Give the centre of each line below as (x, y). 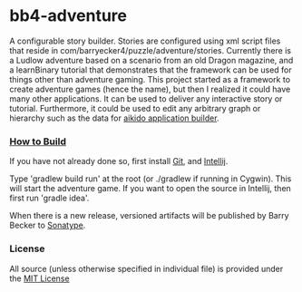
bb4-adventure (68, 16)
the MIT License (39, 278)
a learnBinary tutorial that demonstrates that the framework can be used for (151, 70)
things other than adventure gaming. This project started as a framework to (150, 79)
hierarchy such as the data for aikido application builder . (114, 118)
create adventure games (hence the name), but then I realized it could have (150, 89)
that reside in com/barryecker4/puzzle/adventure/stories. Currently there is (151, 50)
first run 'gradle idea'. (49, 198)
